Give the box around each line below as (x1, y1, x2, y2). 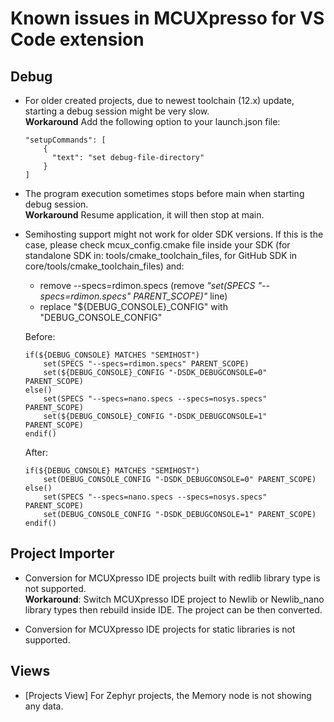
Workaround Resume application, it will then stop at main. (24, 209, 265, 221)
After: (24, 447, 49, 458)
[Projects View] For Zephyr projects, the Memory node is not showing (24, 689, 312, 701)
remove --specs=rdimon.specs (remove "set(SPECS (39, 280, 256, 291)
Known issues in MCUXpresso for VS (10, 7, 325, 30)
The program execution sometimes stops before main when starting (24, 188, 305, 199)
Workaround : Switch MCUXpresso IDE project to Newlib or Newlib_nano (24, 593, 325, 605)
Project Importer (10, 545, 115, 562)
